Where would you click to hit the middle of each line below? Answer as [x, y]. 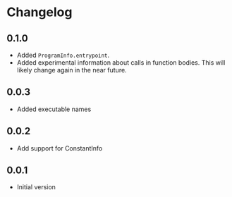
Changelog [39, 12]
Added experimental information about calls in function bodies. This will [121, 63]
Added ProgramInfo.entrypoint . [63, 55]
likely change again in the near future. [72, 70]
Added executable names [54, 109]
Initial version [36, 187]
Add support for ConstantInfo [60, 148]
